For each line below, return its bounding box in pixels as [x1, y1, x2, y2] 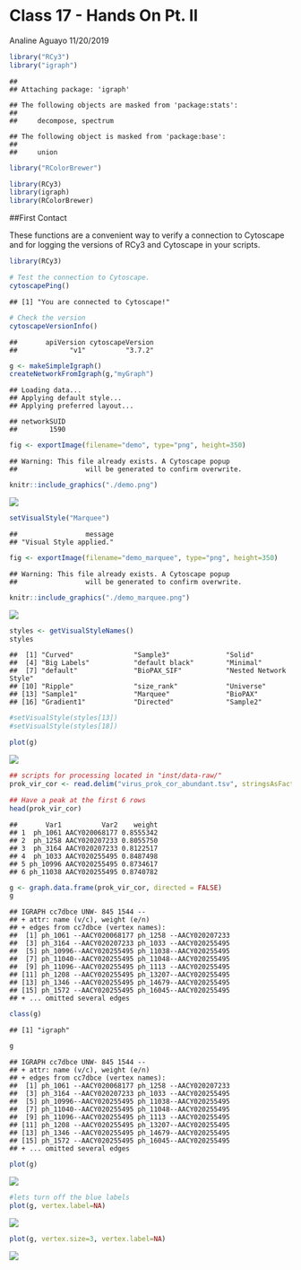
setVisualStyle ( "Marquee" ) [9, 513, 110, 523]
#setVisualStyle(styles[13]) [9, 714, 118, 723]
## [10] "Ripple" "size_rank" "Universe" [9, 682, 267, 691]
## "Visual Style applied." [9, 538, 115, 547]
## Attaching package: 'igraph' [9, 84, 130, 94]
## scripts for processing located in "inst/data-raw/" [9, 771, 222, 781]
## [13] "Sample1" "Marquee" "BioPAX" [9, 690, 258, 699]
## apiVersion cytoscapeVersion [9, 337, 154, 346]
